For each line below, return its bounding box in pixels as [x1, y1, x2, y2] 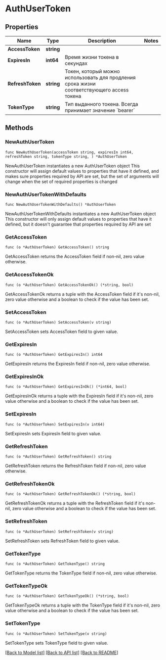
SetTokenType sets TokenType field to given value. [5, 640, 109, 646]
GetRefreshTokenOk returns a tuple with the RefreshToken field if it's [5, 500, 145, 506]
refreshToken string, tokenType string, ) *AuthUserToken [5, 154, 127, 159]
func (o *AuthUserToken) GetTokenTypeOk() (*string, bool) [5, 594, 129, 599]
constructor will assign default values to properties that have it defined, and [5, 168, 159, 174]
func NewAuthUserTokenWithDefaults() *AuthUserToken [5, 202, 116, 207]
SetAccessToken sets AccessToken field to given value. [5, 329, 119, 334]
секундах [65, 60, 88, 67]
